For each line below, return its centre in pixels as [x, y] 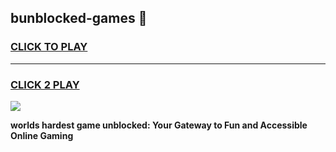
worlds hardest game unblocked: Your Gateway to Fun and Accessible [159, 125]
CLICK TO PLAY [49, 47]
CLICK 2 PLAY [45, 84]
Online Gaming [42, 135]
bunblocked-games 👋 [79, 18]
